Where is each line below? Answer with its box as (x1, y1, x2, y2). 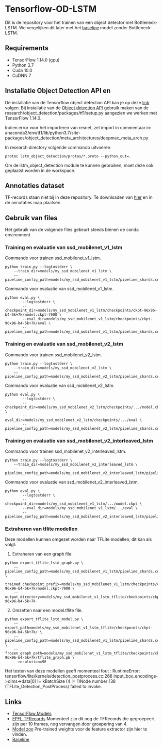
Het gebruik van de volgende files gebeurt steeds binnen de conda (5, 227, 139, 232)
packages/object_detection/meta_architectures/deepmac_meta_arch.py (5, 135, 148, 141)
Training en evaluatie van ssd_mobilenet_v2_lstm (5, 341, 124, 347)
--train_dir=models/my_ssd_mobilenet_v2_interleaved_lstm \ (14, 462, 138, 467)
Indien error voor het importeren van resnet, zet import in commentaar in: (5, 124, 151, 130)
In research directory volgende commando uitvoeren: (5, 144, 112, 150)
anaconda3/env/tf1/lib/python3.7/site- (5, 130, 81, 135)
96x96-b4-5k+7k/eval (5, 321, 47, 326)
